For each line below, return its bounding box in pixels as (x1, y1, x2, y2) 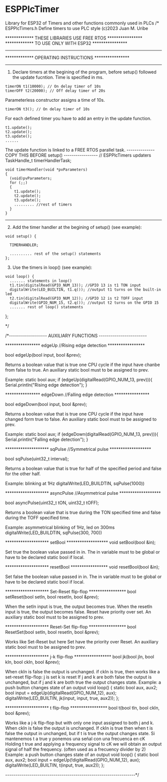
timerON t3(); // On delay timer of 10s (5, 106, 90, 112)
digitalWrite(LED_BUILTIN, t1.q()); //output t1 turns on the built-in (9, 287, 162, 292)
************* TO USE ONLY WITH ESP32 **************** (5, 40, 128, 46)
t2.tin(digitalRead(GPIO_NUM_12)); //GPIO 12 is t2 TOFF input (9, 296, 143, 301)
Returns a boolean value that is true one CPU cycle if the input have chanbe (5, 362, 160, 368)
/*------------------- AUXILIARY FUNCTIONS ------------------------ (5, 333, 147, 339)
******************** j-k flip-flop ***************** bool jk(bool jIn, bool (5, 653, 154, 659)
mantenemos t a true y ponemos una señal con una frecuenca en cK (5, 736, 146, 742)
